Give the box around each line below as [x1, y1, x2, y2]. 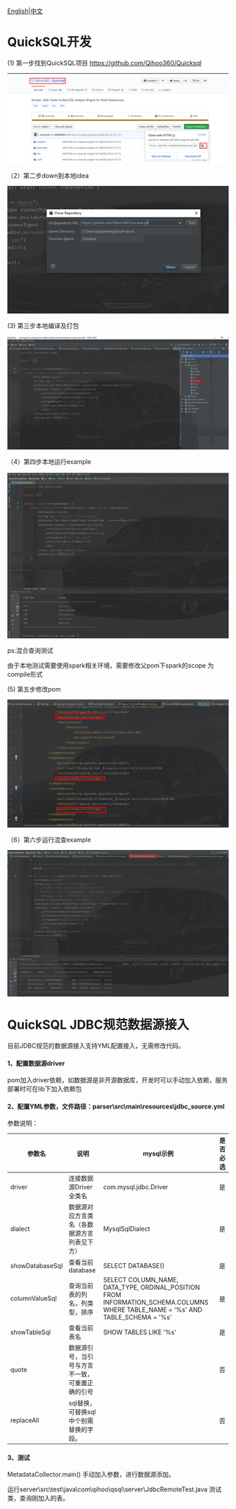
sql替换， [68, 1398, 96, 1407]
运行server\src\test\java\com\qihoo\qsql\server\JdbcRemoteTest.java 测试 [7, 1485, 222, 1494]
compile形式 [7, 670, 44, 678]
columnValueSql [10, 1294, 58, 1303]
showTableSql [10, 1327, 51, 1336]
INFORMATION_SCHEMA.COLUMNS [103, 1298, 209, 1306]
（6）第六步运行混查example [7, 836, 91, 844]
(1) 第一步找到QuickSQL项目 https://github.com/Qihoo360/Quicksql [7, 58, 202, 67]
